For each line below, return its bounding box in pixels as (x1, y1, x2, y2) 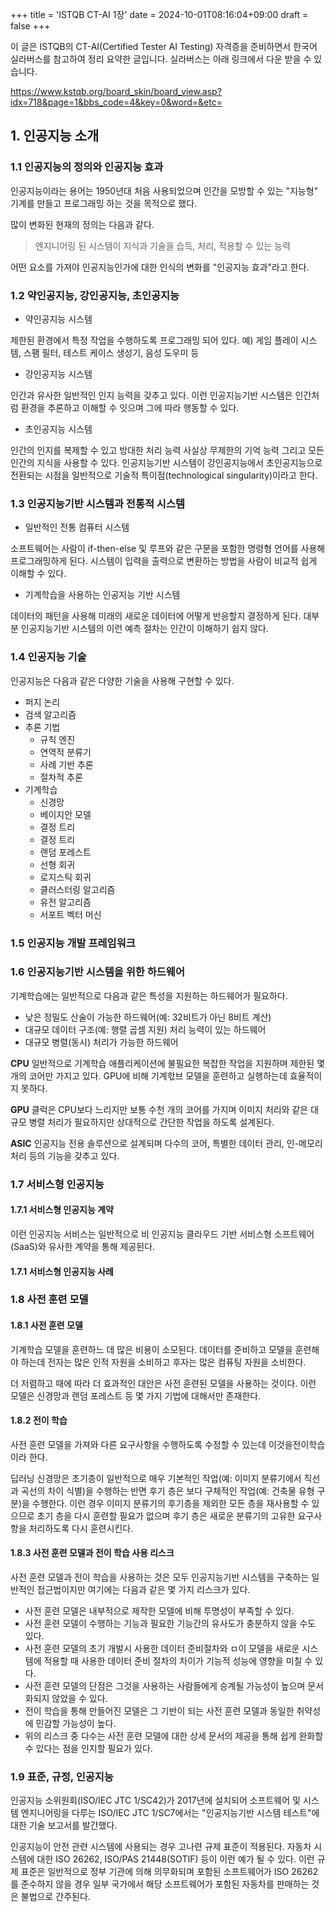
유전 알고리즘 (39, 896, 92, 908)
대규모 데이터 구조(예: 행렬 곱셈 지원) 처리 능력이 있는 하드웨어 (24, 1023, 267, 1035)
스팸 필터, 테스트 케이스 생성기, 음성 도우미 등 (23, 346, 200, 358)
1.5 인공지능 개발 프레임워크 (10, 936, 136, 950)
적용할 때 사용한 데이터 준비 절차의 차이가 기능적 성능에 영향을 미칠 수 (43, 1655, 313, 1667)
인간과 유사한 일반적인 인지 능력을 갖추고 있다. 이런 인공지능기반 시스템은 (10, 389, 293, 401)
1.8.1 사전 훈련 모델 (10, 1319, 83, 1332)
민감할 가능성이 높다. (35, 1718, 117, 1730)
